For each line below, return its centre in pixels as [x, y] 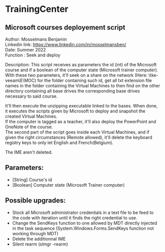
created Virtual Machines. [31, 116]
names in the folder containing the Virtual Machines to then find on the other [83, 86]
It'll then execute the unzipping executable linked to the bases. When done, [82, 106]
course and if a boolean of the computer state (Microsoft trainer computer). [82, 70]
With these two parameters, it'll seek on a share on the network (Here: [76, 75]
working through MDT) [35, 233]
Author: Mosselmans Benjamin [36, 39]
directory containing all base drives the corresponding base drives [73, 91]
